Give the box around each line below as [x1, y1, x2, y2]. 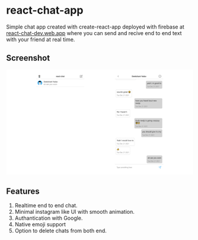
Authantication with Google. [14, 214, 83, 222]
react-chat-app [6, 4, 84, 17]
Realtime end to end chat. [14, 202, 78, 209]
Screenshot [6, 53, 50, 63]
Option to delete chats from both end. [14, 227, 107, 235]
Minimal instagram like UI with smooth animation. [14, 209, 135, 216]
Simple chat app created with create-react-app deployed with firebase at [6, 23, 185, 30]
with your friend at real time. [6, 36, 75, 43]
